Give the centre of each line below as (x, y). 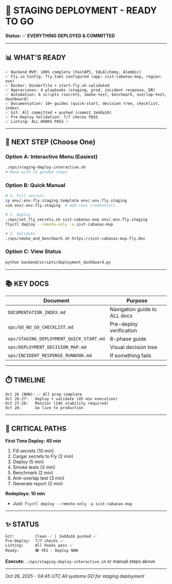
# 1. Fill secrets (25, 196)
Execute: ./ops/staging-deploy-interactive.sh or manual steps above (80, 561)
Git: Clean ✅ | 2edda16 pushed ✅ (51, 536)
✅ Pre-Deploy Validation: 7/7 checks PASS (52, 117)
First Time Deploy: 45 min (33, 441)
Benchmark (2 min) (33, 473)
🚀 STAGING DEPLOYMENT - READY (81, 11)
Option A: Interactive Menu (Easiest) (51, 157)
